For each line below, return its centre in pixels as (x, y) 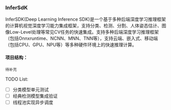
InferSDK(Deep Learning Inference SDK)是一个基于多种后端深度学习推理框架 (86, 19)
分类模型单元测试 (31, 89)
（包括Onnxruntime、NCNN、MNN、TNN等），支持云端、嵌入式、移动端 (82, 38)
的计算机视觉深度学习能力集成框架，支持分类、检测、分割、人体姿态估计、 (83, 26)
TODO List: (17, 79)
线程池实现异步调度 (33, 102)
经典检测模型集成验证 (35, 96)
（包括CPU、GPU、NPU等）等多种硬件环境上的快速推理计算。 (71, 45)
